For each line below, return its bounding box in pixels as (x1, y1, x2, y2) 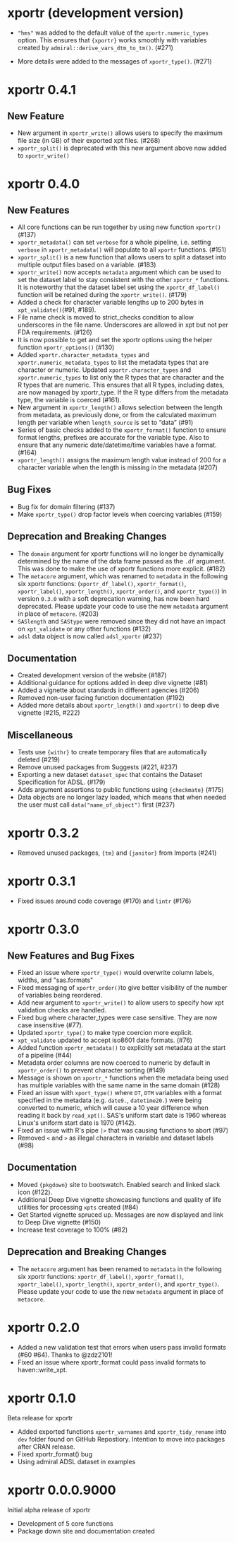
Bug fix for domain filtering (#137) (17, 502, 116, 510)
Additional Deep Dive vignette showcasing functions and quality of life (17, 1195, 222, 1203)
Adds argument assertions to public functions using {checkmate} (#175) (17, 785, 224, 794)
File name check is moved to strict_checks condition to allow (17, 313, 194, 321)
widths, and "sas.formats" (17, 976, 94, 984)
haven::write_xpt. (17, 1365, 68, 1374)
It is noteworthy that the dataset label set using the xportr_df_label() (17, 283, 221, 291)
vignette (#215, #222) (17, 708, 80, 717)
